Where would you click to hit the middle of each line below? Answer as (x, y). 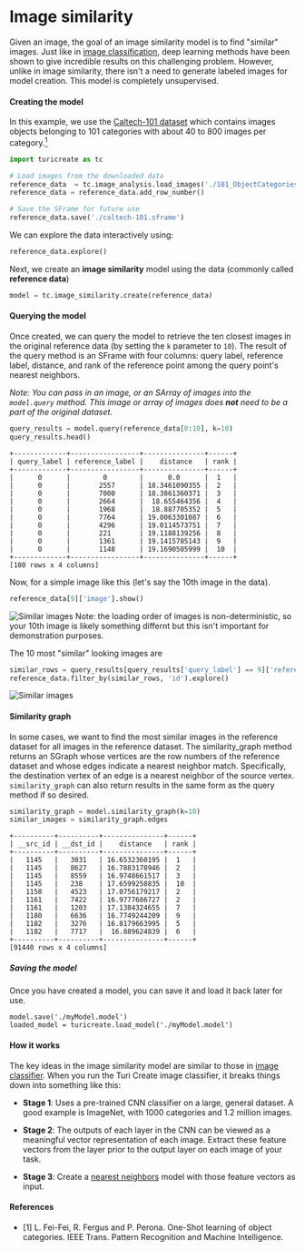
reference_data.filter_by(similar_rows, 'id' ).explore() (119, 678)
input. (33, 1186)
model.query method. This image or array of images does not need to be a (149, 402)
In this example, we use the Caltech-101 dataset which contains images (143, 122)
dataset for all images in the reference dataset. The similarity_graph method (151, 746)
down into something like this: (65, 1084)
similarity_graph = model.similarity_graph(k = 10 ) (105, 811)
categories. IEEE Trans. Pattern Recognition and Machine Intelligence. (153, 1236)
